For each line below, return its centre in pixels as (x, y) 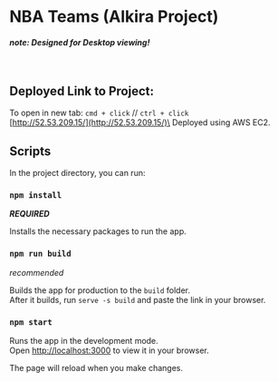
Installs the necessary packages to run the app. (98, 231)
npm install (36, 195)
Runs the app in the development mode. (84, 340)
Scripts (30, 151)
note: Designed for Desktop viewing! (80, 42)
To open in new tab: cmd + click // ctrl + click (99, 113)
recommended (37, 272)
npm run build (40, 254)
